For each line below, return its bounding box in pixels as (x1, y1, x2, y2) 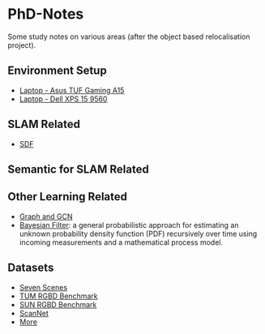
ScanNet (19, 308, 49, 318)
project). (7, 40, 36, 49)
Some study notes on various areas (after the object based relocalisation (7, 32, 250, 41)
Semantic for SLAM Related (7, 162, 149, 176)
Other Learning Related (7, 190, 127, 203)
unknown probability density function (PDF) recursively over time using (19, 229, 258, 238)
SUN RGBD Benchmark (19, 299, 97, 309)
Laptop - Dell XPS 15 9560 (19, 94, 108, 104)
